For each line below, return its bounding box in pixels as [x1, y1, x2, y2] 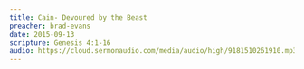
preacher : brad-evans [9, 22, 91, 30]
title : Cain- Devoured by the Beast [9, 13, 147, 22]
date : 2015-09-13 [9, 30, 75, 39]
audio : [9, 47, 34, 56]
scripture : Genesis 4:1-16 [9, 38, 111, 47]
